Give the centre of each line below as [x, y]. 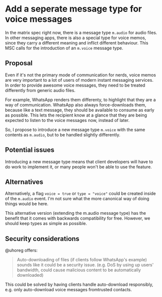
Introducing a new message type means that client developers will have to [79, 162]
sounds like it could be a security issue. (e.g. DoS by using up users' [85, 265]
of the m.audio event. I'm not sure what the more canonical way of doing [77, 199]
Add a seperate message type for [73, 9]
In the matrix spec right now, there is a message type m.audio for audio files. [81, 32]
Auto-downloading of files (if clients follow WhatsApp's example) [82, 260]
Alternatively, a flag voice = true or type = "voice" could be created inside [81, 193]
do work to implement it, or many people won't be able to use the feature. [78, 167]
